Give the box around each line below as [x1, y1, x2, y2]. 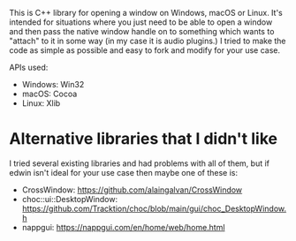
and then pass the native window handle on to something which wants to [9, 26, 275, 36]
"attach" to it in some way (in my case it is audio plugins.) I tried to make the [9, 35, 286, 46]
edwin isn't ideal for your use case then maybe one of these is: [9, 167, 239, 177]
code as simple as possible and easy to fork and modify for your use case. [9, 45, 281, 56]
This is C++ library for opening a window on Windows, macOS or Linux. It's [9, 8, 283, 18]
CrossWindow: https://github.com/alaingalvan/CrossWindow [21, 185, 243, 195]
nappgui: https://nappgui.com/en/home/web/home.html [21, 222, 225, 232]
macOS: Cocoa [21, 88, 78, 99]
